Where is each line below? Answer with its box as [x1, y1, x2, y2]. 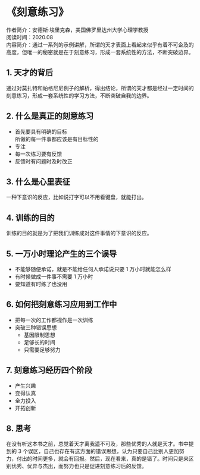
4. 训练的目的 [6, 212, 55, 223]
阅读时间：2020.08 [6, 33, 54, 40]
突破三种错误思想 [14, 323, 57, 331]
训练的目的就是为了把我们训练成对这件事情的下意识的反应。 [6, 229, 152, 237]
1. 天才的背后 [6, 68, 54, 78]
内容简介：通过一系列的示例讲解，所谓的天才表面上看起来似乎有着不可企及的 [6, 41, 194, 48]
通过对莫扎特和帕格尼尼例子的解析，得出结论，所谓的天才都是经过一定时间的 [6, 84, 194, 92]
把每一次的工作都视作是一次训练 [14, 316, 93, 323]
